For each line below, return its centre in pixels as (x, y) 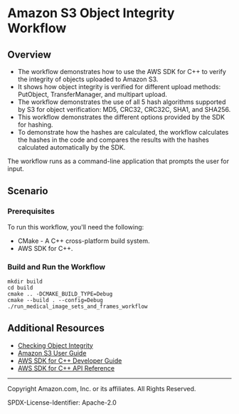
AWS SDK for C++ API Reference (66, 368)
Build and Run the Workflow (57, 266)
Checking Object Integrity (55, 345)
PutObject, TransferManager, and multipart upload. (92, 94)
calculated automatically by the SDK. (71, 147)
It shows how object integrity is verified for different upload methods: (119, 87)
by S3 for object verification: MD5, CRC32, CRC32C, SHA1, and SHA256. (124, 109)
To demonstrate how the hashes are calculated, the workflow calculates (123, 132)
